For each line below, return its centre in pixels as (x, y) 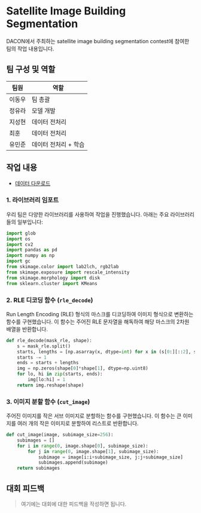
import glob (21, 233)
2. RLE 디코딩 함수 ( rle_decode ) (50, 300)
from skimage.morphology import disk (53, 278)
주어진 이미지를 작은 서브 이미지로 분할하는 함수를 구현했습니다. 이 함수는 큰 (94, 416)
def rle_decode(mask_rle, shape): (49, 340)
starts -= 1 (32, 357)
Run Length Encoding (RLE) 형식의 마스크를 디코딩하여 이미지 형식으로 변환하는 (100, 314)
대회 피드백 (25, 488)
